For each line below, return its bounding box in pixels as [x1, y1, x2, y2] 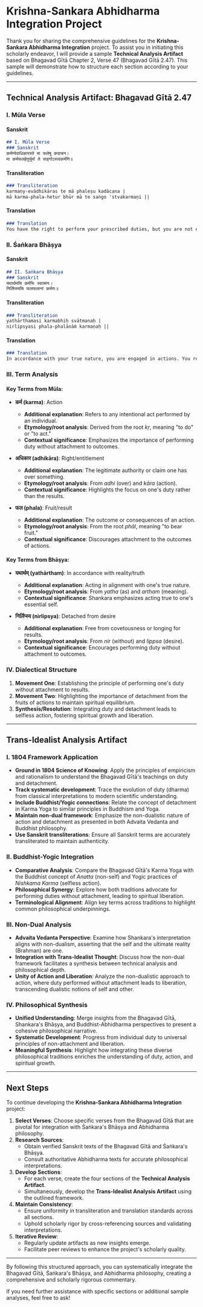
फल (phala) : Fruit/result [14, 504, 72, 511]
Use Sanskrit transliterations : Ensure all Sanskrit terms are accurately [14, 831, 190, 839]
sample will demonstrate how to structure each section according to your [6, 62, 188, 70]
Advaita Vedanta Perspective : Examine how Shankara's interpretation [14, 934, 191, 942]
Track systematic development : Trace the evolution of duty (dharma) [14, 786, 189, 793]
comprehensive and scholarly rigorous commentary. [6, 1276, 137, 1283]
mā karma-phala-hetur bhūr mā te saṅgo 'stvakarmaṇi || [6, 194, 150, 200]
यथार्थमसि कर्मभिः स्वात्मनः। [6, 280, 53, 286]
